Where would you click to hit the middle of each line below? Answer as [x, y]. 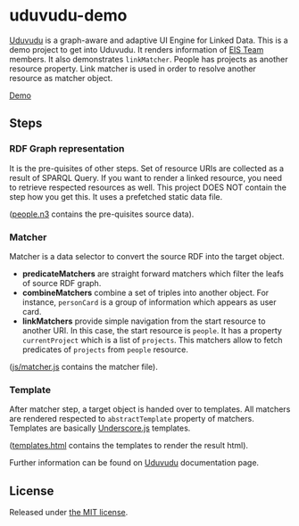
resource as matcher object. [61, 78]
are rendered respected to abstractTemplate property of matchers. [132, 419]
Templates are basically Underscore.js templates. [100, 428]
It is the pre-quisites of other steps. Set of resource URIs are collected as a [146, 168]
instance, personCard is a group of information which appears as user [149, 302]
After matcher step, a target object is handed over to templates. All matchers [150, 409]
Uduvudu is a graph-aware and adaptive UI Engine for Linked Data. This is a [149, 40]
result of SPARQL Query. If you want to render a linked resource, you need [146, 177]
